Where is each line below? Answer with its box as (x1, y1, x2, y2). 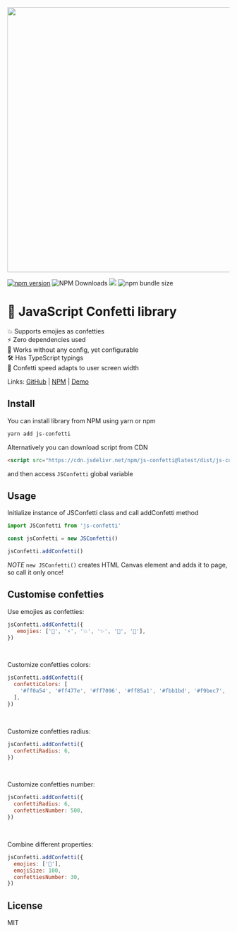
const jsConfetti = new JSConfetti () (7, 535, 119, 543)
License (7, 899, 43, 912)
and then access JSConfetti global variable (7, 469, 133, 478)
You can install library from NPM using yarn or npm (7, 416, 157, 425)
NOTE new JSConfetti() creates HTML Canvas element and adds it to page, (7, 560, 228, 569)
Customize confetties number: (7, 780, 95, 789)
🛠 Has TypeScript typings (7, 353, 83, 362)
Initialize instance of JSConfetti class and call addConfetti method (7, 509, 199, 517)
